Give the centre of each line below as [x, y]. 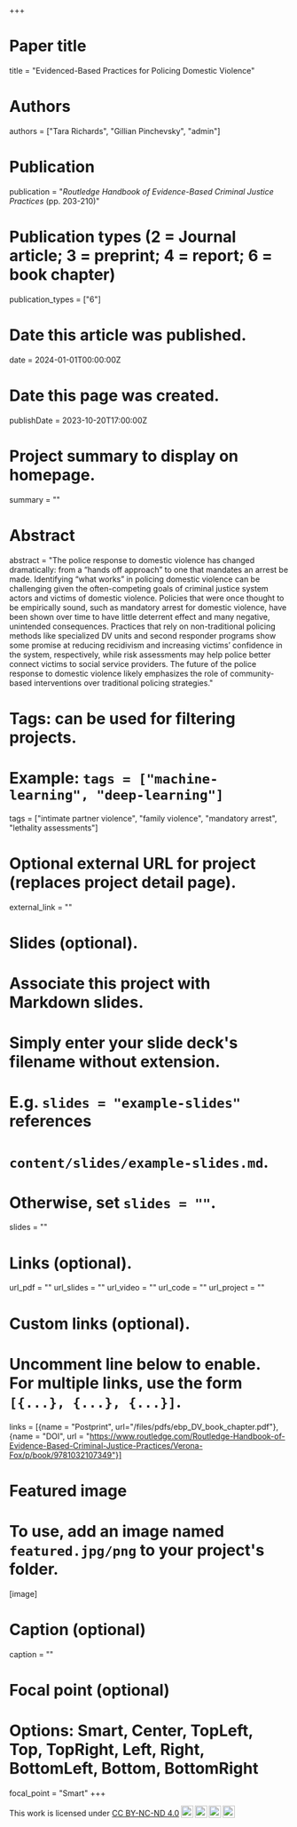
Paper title [48, 46]
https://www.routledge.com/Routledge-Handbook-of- [187, 1436]
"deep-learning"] [160, 795]
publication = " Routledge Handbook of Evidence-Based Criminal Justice [142, 191]
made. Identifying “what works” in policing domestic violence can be [135, 579]
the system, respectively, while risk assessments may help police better [140, 655]
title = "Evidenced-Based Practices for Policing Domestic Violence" [132, 70]
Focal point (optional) [90, 1690]
